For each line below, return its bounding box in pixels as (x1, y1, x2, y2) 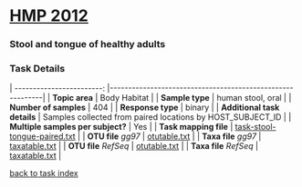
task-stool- (234, 122, 276, 133)
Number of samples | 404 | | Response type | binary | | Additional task (9, 102, 280, 113)
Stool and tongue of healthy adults (9, 38, 166, 51)
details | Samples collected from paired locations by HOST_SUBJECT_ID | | (9, 112, 292, 123)
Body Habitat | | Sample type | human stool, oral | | (99, 93, 292, 103)
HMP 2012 (9, 5, 89, 26)
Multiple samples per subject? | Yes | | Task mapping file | (9, 122, 234, 133)
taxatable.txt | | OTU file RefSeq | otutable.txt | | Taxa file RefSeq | (9, 141, 258, 152)
